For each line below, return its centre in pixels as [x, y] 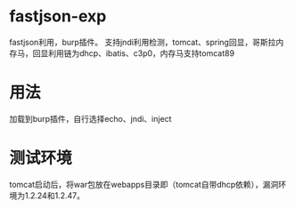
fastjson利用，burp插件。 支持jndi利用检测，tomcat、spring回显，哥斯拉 [143, 42]
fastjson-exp [58, 16]
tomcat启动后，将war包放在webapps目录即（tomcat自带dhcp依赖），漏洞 [144, 184]
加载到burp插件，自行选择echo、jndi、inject [90, 118]
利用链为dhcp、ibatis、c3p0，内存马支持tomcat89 [141, 53]
